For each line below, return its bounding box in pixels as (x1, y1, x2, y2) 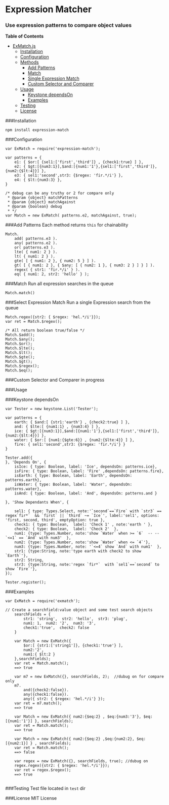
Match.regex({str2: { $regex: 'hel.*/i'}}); (5, 315, 101, 320)
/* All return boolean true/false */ (5, 328, 85, 333)
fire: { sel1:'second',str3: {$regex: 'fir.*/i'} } (14, 442, 125, 447)
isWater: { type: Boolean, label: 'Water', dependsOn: (14, 482, 133, 487)
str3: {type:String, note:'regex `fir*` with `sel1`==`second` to (14, 562, 159, 567)
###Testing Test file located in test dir (5, 785, 86, 791)
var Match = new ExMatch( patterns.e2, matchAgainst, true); (5, 213, 137, 218)
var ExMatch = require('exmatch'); (5, 599, 80, 604)
